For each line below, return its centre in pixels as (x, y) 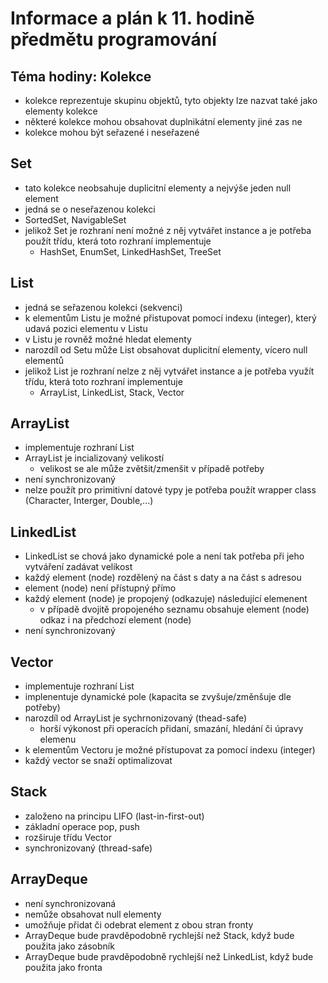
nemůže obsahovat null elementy (93, 914)
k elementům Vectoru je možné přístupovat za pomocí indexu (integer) (170, 750)
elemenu (58, 739)
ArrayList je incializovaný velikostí (94, 458)
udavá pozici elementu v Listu (86, 328)
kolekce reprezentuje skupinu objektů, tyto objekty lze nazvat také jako (171, 100)
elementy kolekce (61, 111)
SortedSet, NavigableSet (75, 219)
